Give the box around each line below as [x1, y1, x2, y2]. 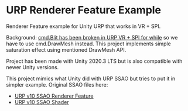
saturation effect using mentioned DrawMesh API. [6, 46, 127, 53]
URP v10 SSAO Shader [14, 98, 69, 105]
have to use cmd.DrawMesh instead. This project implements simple [6, 40, 171, 47]
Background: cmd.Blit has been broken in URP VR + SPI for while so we [6, 34, 178, 41]
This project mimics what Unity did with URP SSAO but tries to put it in [6, 75, 176, 82]
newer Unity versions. [6, 63, 59, 70]
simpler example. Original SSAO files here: [6, 81, 108, 88]
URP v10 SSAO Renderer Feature [14, 92, 94, 99]
